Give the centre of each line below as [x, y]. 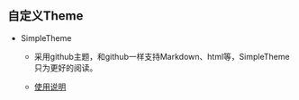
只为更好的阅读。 [66, 67]
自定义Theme [45, 16]
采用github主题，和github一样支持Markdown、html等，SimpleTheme [162, 56]
